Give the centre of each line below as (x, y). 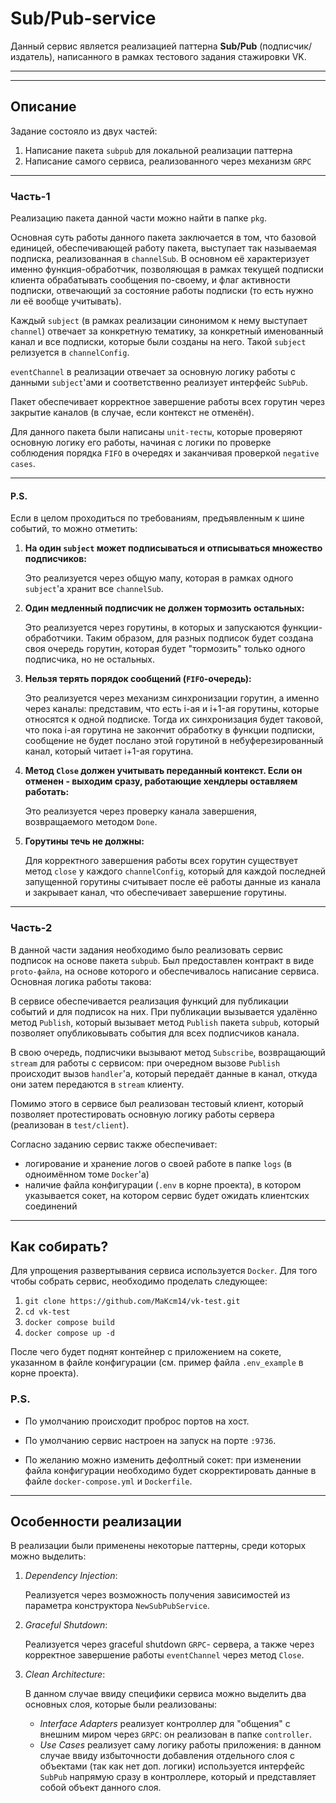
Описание (43, 107)
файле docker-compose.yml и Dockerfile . (108, 1481)
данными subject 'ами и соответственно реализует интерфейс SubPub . (159, 383)
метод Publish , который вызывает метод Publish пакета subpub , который (165, 1022)
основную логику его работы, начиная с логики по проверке (141, 443)
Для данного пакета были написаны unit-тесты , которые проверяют (156, 432)
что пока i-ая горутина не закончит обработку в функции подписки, (169, 730)
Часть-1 (30, 196)
